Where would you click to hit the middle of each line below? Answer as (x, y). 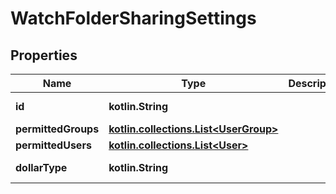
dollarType (41, 167)
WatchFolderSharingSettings (133, 18)
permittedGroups (57, 129)
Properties (44, 55)
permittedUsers (53, 145)
